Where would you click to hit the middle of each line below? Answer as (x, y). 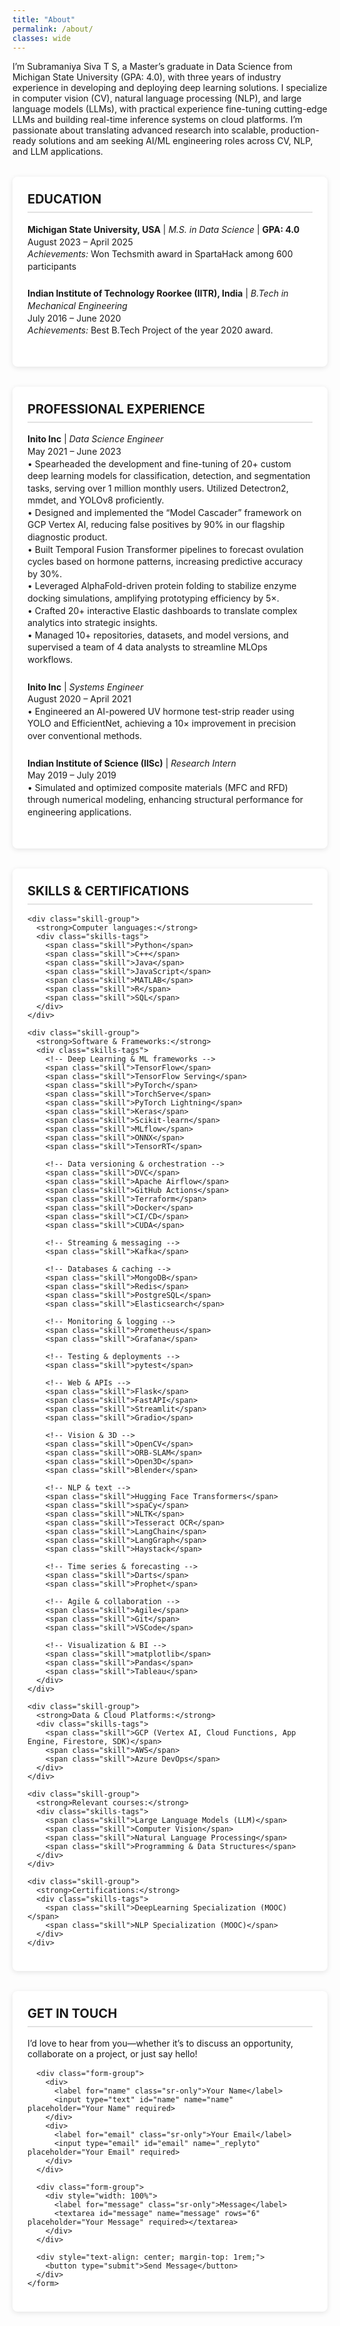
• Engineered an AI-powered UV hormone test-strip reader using (161, 711)
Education (64, 199)
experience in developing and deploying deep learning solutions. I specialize (170, 88)
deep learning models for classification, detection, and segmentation (169, 476)
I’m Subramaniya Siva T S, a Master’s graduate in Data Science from (153, 67)
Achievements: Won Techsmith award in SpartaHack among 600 (160, 254)
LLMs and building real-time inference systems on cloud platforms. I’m (158, 120)
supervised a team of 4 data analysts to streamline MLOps (147, 647)
